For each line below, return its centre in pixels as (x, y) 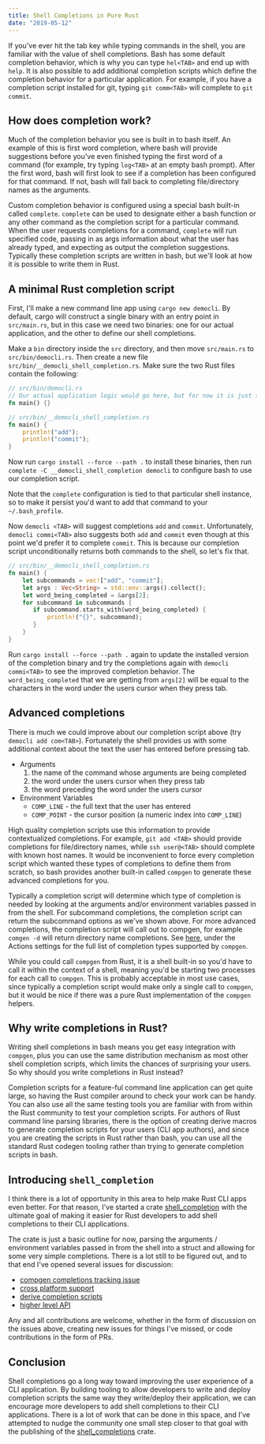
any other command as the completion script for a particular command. (124, 222)
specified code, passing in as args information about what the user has (123, 239)
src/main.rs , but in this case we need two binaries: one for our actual (121, 325)
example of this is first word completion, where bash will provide (113, 148)
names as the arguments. (49, 190)
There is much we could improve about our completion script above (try (125, 731)
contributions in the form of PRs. (61, 1337)
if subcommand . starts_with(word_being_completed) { (119, 610)
